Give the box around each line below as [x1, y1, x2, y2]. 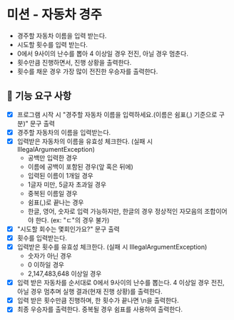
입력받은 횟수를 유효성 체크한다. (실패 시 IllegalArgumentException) [16, 243, 208, 252]
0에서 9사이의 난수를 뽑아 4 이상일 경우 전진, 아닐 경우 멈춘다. [16, 49, 188, 58]
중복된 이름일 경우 [27, 189, 78, 197]
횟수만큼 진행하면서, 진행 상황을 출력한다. [16, 58, 132, 66]
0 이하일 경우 [27, 261, 65, 269]
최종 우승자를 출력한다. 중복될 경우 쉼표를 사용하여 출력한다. [16, 305, 183, 314]
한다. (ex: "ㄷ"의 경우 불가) [35, 215, 110, 224]
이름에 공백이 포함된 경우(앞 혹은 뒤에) [27, 162, 133, 171]
